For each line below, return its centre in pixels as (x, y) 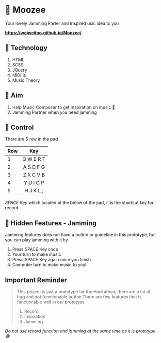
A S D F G (34, 167)
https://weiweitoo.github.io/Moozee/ (43, 32)
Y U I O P (34, 183)
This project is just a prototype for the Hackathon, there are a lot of (84, 292)
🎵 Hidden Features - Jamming (51, 223)
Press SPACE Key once (35, 249)
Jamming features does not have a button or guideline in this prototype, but (80, 235)
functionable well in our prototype (51, 302)
